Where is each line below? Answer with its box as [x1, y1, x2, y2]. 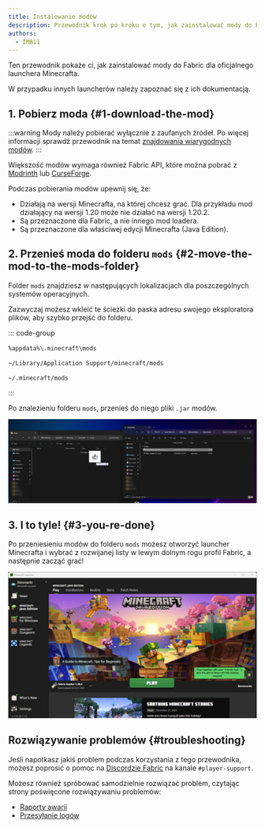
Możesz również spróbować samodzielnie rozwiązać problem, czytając [8, 778, 240, 788]
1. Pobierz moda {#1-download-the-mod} [8, 107, 215, 120]
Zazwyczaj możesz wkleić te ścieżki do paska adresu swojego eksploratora [8, 304, 254, 314]
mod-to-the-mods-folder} [8, 259, 140, 273]
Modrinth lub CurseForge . [8, 168, 92, 178]
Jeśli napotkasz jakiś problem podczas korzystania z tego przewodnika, [8, 754, 242, 764]
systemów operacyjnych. [8, 289, 90, 298]
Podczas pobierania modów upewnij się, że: [8, 184, 151, 194]
